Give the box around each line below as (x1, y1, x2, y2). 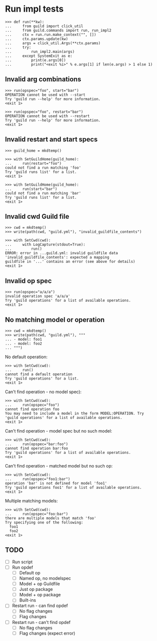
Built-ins (19, 597, 36, 603)
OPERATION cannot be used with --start (5, 92, 86, 97)
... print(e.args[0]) (5, 57, 66, 63)
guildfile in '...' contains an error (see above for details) (5, 259, 136, 264)
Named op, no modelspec (19, 575, 71, 581)
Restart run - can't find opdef (12, 619, 71, 625)
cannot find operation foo (5, 407, 60, 412)
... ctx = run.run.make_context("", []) (5, 32, 96, 37)
